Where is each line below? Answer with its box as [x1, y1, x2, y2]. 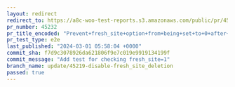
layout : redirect [6, 10, 58, 18]
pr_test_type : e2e [6, 36, 60, 43]
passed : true [6, 69, 45, 76]
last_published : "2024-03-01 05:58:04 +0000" [6, 43, 142, 50]
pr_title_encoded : [6, 29, 60, 37]
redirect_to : [6, 17, 45, 24]
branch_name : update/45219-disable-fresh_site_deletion [6, 62, 173, 69]
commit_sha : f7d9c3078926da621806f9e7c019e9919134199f [6, 50, 170, 57]
